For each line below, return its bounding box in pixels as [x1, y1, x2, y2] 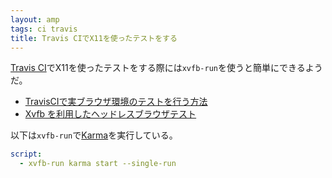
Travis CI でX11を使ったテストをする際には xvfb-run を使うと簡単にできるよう [10, 62, 323, 74]
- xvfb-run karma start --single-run [19, 159, 177, 169]
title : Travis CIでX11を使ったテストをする [10, 33, 178, 43]
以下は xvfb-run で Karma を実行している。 [10, 129, 178, 141]
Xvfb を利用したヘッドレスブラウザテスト [24, 108, 197, 120]
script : [10, 149, 43, 160]
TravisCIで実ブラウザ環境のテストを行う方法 [24, 96, 208, 108]
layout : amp [10, 14, 60, 25]
